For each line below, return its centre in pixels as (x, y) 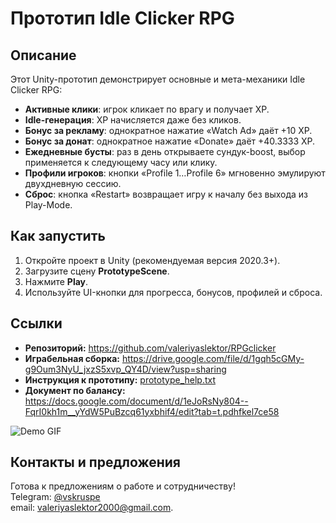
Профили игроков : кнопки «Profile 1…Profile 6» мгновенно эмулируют (175, 173)
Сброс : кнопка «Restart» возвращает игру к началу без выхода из (166, 194)
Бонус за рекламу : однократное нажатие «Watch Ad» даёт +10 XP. (168, 130)
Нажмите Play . (56, 281)
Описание (43, 55)
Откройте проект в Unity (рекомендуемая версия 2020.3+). (152, 260)
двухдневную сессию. (73, 183)
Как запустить (58, 236)
